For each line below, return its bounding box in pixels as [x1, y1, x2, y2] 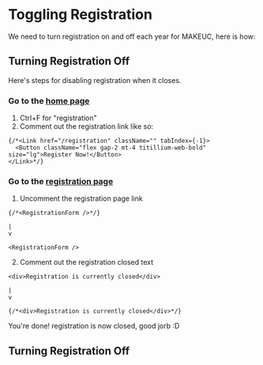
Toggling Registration [8, 6, 152, 24]
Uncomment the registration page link [19, 194, 144, 203]
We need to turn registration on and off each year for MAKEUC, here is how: [8, 32, 256, 41]
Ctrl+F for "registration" [19, 113, 97, 123]
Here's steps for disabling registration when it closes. [8, 75, 182, 85]
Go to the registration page [8, 175, 114, 186]
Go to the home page [8, 95, 90, 106]
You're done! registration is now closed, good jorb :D [8, 322, 180, 331]
